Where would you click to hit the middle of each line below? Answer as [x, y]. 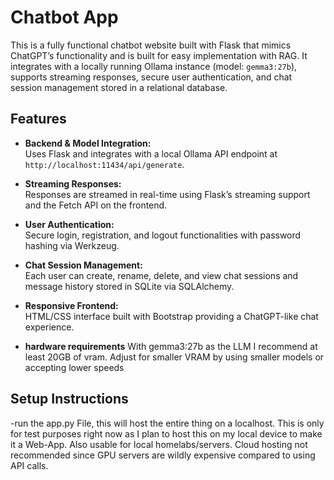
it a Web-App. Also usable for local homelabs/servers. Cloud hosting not [159, 444]
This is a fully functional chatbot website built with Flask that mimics [151, 45]
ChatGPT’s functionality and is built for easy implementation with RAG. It [159, 55]
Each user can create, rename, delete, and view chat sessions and [161, 275]
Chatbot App [64, 17]
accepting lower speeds [74, 367]
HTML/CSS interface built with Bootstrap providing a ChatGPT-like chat [171, 316]
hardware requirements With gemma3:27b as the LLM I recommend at [171, 346]
